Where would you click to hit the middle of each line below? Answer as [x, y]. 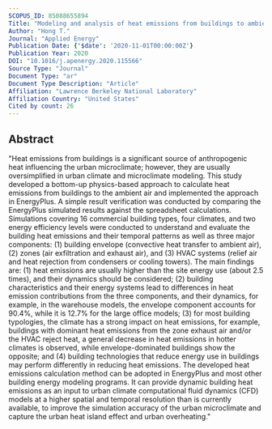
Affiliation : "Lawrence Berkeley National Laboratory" [103, 91]
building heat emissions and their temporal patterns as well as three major [132, 236]
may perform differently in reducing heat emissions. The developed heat [129, 364]
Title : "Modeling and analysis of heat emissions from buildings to [126, 23]
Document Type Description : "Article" [74, 83]
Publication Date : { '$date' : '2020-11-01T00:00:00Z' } [101, 46]
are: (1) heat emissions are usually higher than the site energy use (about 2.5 [136, 270]
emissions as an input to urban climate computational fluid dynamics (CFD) [134, 390]
